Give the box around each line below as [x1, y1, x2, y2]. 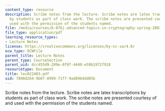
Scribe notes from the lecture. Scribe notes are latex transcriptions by [5, 89, 146, 95]
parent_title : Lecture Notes [5, 53, 65, 58]
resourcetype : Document [5, 67, 54, 72]
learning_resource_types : [5, 35, 58, 40]
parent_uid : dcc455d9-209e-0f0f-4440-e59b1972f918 [5, 62, 111, 67]
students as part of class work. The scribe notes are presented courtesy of [5, 95, 157, 101]
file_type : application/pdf [5, 30, 63, 35]
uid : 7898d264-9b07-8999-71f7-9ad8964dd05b [5, 76, 96, 81]
